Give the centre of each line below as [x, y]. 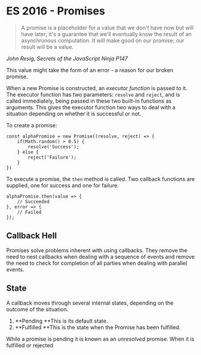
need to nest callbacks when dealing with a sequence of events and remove [100, 256]
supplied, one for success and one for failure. [63, 185]
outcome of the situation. [37, 309]
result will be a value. [47, 47]
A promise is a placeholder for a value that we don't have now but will [107, 28]
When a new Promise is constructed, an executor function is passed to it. [97, 88]
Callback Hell [32, 236]
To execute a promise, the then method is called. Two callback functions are [100, 179]
